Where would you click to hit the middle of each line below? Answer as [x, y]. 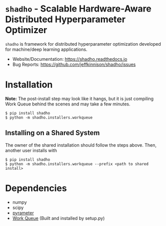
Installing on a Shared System [52, 133]
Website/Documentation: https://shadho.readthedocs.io [70, 59]
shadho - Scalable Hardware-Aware [78, 9]
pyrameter [23, 213]
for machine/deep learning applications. [46, 49]
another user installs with [31, 150]
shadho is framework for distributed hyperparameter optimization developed [83, 44]
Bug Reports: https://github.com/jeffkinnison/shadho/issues [74, 64]
